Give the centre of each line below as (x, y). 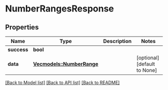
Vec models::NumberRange (66, 64)
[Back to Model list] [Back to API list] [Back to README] (62, 82)
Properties (22, 27)
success (18, 49)
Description (117, 41)
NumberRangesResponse (59, 9)
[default (145, 64)
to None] (147, 70)
